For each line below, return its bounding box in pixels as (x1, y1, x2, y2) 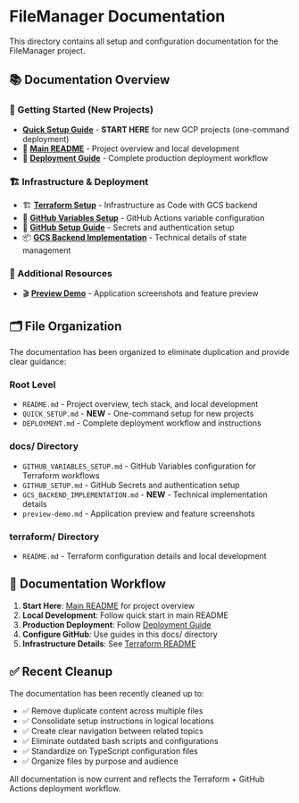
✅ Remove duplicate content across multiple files (21, 705, 203, 716)
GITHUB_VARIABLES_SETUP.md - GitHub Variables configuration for (21, 461, 256, 471)
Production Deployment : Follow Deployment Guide (21, 619, 212, 630)
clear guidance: (9, 356, 67, 368)
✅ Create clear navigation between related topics (21, 725, 203, 736)
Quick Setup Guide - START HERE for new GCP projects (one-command (21, 123, 290, 135)
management (21, 244, 71, 256)
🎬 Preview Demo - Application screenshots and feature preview (21, 288, 259, 299)
